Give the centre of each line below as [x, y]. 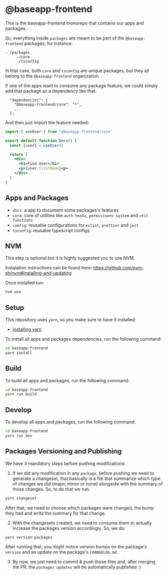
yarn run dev [19, 436]
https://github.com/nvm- [118, 268]
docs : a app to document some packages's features [65, 210]
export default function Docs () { [41, 141]
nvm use [13, 292]
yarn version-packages [29, 537]
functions [23, 220]
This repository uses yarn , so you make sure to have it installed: [71, 320]
